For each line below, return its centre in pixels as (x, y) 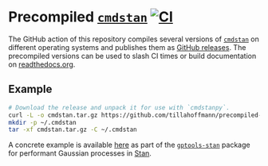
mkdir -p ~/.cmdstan (43, 122)
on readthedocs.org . (42, 64)
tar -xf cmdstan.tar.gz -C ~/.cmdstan (73, 130)
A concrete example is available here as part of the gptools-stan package (129, 145)
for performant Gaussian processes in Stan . (80, 153)
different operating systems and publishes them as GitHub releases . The (127, 47)
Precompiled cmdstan (78, 17)
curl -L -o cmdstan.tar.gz (53, 115)
